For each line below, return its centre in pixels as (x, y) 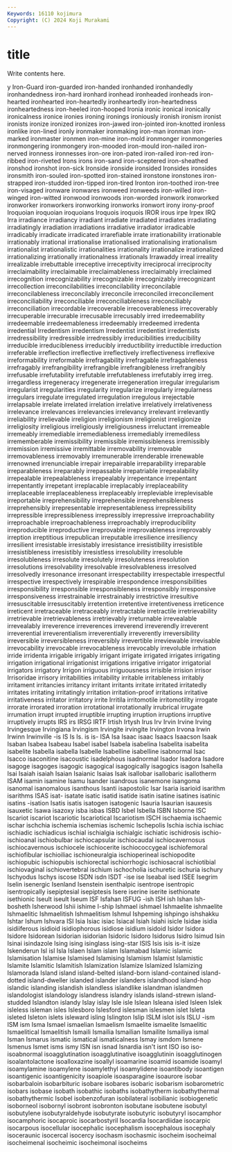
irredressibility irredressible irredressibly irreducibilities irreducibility (104, 338)
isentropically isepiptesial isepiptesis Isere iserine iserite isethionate (104, 892)
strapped (20, 183)
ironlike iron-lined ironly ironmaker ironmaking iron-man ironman (99, 131)
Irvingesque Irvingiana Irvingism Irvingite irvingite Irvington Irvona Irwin (109, 730)
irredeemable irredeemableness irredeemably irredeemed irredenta (103, 323)
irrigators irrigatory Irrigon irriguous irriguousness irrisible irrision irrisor (109, 670)
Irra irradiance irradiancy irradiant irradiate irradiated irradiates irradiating (112, 220)
